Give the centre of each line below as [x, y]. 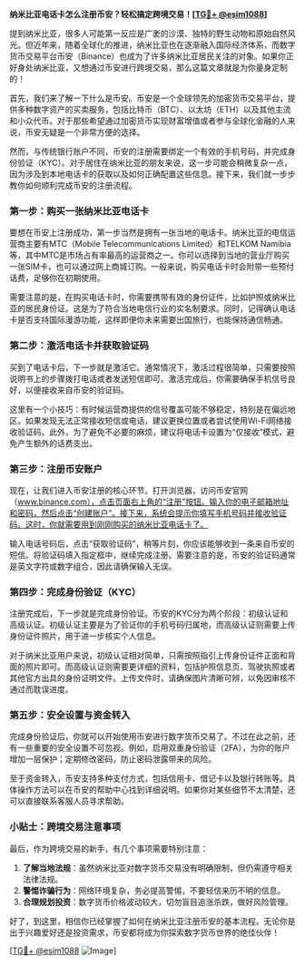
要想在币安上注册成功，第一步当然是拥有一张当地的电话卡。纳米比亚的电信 [148, 233]
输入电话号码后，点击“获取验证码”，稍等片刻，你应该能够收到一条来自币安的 [152, 543]
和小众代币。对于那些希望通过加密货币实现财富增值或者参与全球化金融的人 [148, 121]
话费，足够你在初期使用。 [57, 278]
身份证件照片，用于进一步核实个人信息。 [85, 636]
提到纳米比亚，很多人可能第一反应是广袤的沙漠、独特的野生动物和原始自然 [148, 34]
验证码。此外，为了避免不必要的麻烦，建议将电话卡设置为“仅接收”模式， [152, 432]
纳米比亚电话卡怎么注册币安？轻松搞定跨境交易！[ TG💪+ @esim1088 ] [138, 14]
